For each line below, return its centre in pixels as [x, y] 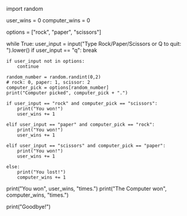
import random [25, 9]
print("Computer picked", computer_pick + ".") [67, 93]
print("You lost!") [42, 172]
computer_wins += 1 [42, 177]
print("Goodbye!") [29, 207]
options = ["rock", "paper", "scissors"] [54, 32]
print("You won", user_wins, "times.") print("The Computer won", [87, 189]
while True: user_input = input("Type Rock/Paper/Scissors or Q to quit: [94, 44]
